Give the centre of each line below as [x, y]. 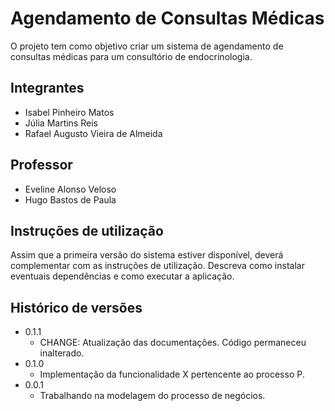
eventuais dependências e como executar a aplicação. [122, 276]
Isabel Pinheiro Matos [69, 112]
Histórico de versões [76, 307]
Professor [41, 165]
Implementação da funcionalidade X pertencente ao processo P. [172, 374]
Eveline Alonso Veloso [70, 189]
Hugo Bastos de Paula [70, 199]
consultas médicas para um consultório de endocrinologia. [131, 56]
